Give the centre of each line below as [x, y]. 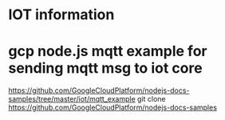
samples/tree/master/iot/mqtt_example [72, 99]
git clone [151, 99]
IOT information [61, 15]
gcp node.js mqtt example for [108, 52]
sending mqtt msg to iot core [105, 68]
